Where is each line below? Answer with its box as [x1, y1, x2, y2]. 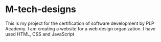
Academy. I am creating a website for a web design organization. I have [5, 25, 156, 31]
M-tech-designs [5, 4, 77, 15]
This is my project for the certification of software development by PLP [5, 20, 154, 26]
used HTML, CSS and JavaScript [5, 31, 75, 37]
